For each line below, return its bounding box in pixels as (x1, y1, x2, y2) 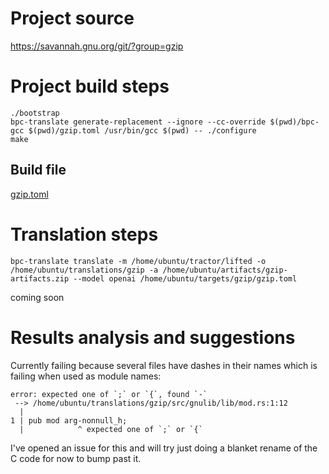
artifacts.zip (10, 273, 70, 284)
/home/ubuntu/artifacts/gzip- (162, 265, 288, 275)
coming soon (10, 291, 65, 303)
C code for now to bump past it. (10, 452, 142, 464)
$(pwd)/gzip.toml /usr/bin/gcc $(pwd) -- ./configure (28, 125, 257, 136)
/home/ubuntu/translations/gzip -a (10, 265, 159, 275)
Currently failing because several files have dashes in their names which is (10, 359, 318, 371)
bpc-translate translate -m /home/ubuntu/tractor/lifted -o (10, 256, 267, 266)
